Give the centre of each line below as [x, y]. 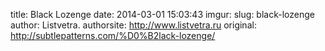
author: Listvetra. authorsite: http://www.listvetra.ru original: [133, 25]
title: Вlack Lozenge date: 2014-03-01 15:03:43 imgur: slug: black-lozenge [162, 14]
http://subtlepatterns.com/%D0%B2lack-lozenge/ [113, 35]
